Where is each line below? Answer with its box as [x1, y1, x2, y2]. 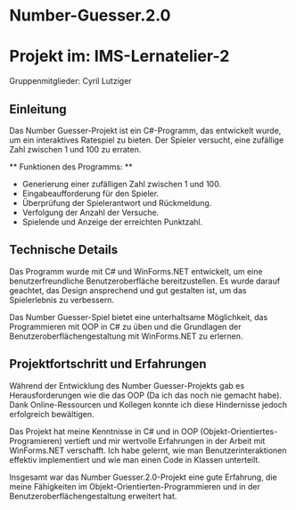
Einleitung [9, 102, 67, 117]
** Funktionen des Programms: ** [9, 161, 134, 172]
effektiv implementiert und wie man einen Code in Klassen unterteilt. [9, 454, 260, 465]
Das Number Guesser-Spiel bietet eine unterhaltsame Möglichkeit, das [9, 311, 268, 322]
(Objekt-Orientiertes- [200, 425, 278, 437]
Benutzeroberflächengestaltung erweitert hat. [9, 490, 177, 501]
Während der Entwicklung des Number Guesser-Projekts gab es [9, 380, 245, 391]
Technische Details [9, 243, 119, 258]
